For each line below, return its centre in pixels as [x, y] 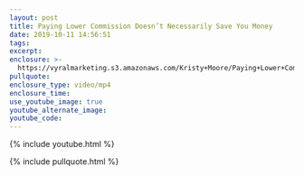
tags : [19, 43]
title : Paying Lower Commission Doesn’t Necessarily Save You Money [141, 26]
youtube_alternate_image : [58, 110]
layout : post [34, 18]
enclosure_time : [40, 93]
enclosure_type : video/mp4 [60, 85]
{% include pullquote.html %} [64, 162]
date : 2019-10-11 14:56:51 [60, 34]
